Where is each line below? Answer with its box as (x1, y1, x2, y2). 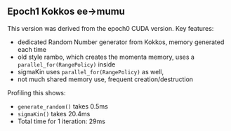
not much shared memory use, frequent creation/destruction (17, 75, 194, 83)
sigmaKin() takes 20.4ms (17, 109, 91, 118)
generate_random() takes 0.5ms (17, 102, 109, 111)
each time (17, 45, 47, 53)
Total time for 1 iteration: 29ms (17, 117, 105, 125)
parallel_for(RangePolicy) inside (17, 60, 116, 69)
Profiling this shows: (7, 88, 66, 97)
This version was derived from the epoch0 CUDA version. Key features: (7, 24, 214, 32)
